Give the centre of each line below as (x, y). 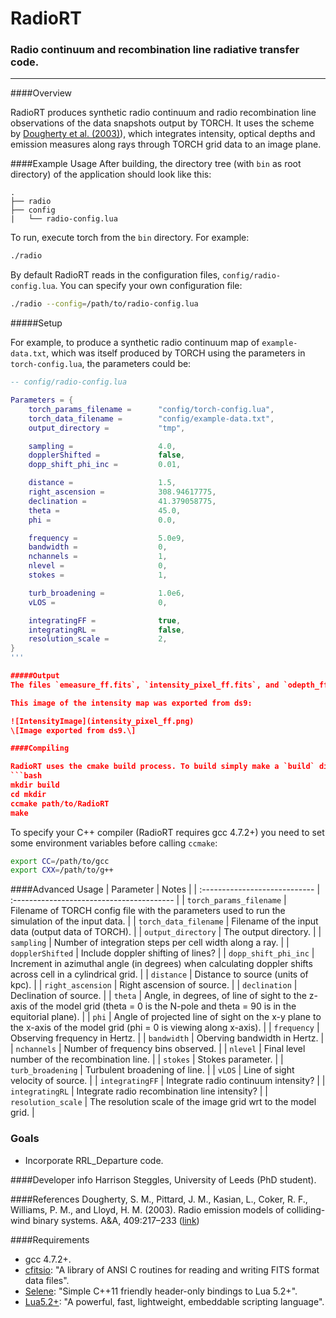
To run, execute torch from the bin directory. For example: (130, 238)
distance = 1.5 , (102, 483)
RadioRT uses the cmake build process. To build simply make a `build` (162, 767)
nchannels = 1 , (98, 557)
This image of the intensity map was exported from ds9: (131, 703)
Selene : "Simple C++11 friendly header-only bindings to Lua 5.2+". (161, 1291)
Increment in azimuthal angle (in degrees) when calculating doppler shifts (161, 964)
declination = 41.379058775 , (122, 501)
